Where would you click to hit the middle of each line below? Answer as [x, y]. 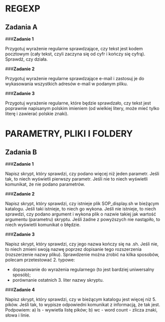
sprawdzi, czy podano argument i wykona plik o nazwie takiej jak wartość [81, 214]
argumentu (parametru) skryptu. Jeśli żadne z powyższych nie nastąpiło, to [83, 219]
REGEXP [23, 9]
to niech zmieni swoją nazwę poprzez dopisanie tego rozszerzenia [74, 249]
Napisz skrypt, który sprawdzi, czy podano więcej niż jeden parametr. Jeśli [82, 174]
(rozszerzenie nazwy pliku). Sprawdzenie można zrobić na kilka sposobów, [82, 255]
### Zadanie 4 [20, 290]
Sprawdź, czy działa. [27, 59]
